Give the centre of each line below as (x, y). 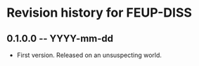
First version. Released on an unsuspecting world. (89, 55)
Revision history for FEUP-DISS (99, 13)
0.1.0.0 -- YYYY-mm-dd (60, 39)
